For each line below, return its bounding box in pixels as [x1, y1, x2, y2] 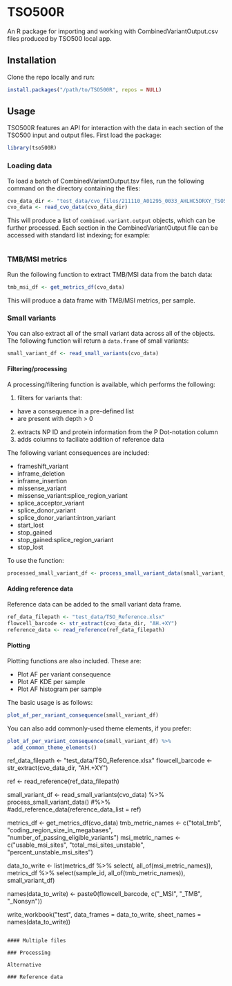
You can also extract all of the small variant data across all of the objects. [7, 329, 215, 337]
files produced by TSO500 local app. [7, 34, 112, 42]
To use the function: [7, 556, 64, 564]
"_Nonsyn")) [7, 897, 43, 906]
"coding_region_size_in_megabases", [7, 826, 113, 834]
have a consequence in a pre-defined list [17, 406, 135, 415]
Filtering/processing [7, 365, 68, 373]
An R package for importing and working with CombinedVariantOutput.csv [7, 27, 219, 35]
